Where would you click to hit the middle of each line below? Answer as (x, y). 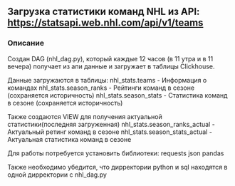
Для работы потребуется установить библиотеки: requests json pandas (116, 153)
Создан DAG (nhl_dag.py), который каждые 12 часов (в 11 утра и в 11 (110, 58)
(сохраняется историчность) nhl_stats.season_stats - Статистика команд (117, 95)
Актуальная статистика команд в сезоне (69, 139)
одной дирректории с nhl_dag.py (57, 175)
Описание (26, 43)
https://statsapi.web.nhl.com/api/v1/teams (105, 23)
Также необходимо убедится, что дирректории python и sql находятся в (117, 167)
